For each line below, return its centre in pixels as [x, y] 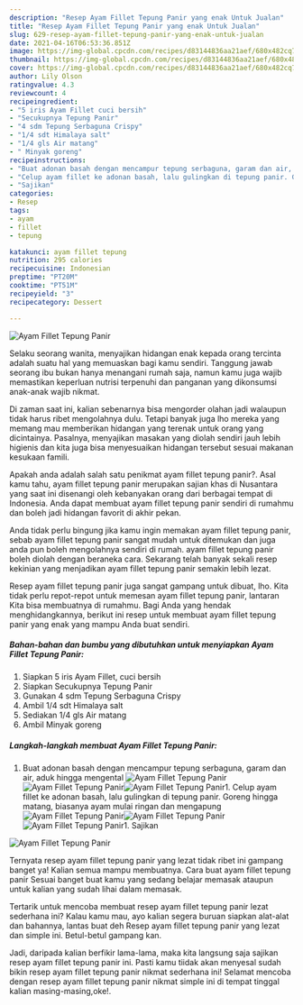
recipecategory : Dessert [56, 302]
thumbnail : [30, 59]
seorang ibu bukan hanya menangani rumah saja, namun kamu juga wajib [146, 372]
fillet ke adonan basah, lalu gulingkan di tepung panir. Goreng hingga [150, 797]
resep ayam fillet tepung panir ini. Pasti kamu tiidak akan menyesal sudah [145, 963]
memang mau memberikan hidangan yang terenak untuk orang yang [137, 428]
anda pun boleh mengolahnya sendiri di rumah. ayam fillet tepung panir [142, 549]
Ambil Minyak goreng [62, 725]
